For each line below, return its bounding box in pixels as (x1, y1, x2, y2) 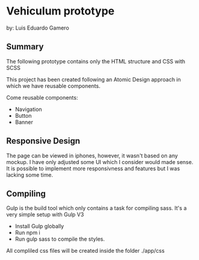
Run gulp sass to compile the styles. (14, 235, 106, 243)
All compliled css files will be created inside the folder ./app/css (6, 247, 165, 255)
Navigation (14, 106, 42, 113)
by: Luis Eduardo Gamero (6, 24, 69, 31)
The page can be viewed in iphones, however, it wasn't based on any (6, 152, 178, 159)
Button (14, 112, 32, 119)
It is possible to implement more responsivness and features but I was (6, 165, 180, 172)
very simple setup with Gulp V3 (6, 211, 84, 218)
